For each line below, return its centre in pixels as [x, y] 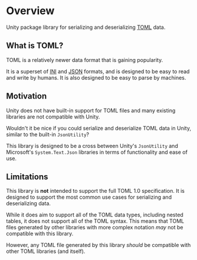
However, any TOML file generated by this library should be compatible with [98, 245]
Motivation [27, 96]
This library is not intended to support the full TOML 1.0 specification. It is [95, 191]
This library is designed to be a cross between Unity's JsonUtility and [92, 146]
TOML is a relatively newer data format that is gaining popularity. [85, 60]
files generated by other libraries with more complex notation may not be [95, 228]
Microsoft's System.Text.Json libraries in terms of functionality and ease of [97, 152]
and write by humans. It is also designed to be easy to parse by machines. [96, 77]
